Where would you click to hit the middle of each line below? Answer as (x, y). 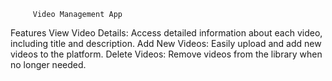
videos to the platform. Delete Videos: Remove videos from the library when (166, 54)
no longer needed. (48, 64)
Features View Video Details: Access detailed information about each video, (166, 33)
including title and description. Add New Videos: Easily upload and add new (166, 43)
